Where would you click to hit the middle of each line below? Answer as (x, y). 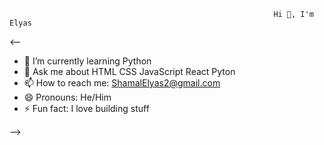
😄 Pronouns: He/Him (67, 97)
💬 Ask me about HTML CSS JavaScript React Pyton (129, 71)
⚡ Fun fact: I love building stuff (86, 108)
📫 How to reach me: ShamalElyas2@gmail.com (122, 83)
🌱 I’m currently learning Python (87, 61)
